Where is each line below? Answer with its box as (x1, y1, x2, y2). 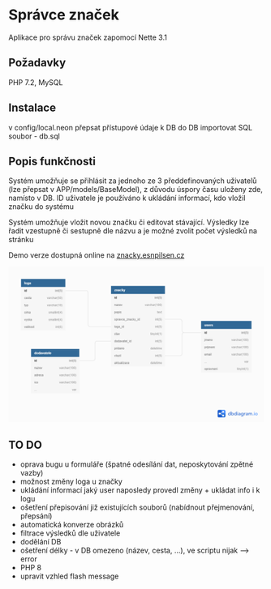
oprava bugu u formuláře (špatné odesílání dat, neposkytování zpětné (19, 459, 254, 469)
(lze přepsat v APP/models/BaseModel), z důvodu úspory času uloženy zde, (8, 185, 264, 194)
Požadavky (8, 56, 67, 70)
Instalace (8, 101, 57, 115)
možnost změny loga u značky (19, 476, 123, 486)
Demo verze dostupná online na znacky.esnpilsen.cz (8, 250, 185, 260)
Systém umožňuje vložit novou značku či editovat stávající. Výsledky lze (8, 217, 250, 228)
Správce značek (8, 6, 119, 24)
